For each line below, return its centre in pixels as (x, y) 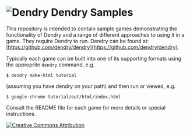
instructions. (21, 114)
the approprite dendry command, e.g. (50, 65)
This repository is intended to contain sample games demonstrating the (92, 29)
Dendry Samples (92, 13)
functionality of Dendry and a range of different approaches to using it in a (95, 34)
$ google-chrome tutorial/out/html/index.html (64, 97)
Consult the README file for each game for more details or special (86, 107)
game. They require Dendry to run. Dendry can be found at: (78, 41)
